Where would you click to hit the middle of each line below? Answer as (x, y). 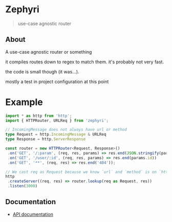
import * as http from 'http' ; (39, 116)
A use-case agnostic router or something (49, 52)
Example (24, 102)
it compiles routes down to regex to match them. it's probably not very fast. (85, 62)
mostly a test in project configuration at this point (57, 81)
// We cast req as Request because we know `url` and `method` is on (81, 172)
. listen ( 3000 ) (23, 186)
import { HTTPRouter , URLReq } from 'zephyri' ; (57, 120)
